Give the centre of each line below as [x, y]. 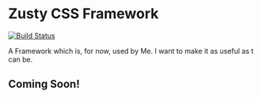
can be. [21, 59]
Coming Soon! [44, 84]
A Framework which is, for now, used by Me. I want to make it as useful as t [131, 51]
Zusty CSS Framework [84, 14]
